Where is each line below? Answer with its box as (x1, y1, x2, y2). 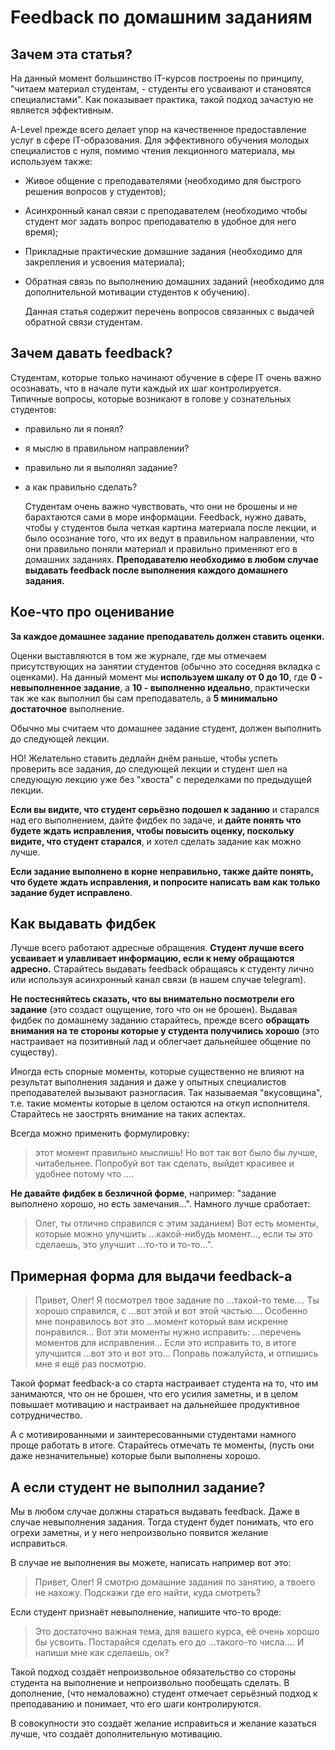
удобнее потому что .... (34, 1168, 135, 1180)
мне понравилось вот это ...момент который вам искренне (34, 1316, 289, 1328)
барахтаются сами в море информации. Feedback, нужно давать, (24, 511, 307, 523)
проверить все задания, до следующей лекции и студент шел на (10, 762, 288, 775)
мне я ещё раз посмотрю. (34, 1358, 147, 1370)
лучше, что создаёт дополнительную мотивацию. (10, 1728, 223, 1740)
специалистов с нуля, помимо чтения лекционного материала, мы (10, 145, 295, 156)
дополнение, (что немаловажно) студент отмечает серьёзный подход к (10, 1687, 318, 1700)
